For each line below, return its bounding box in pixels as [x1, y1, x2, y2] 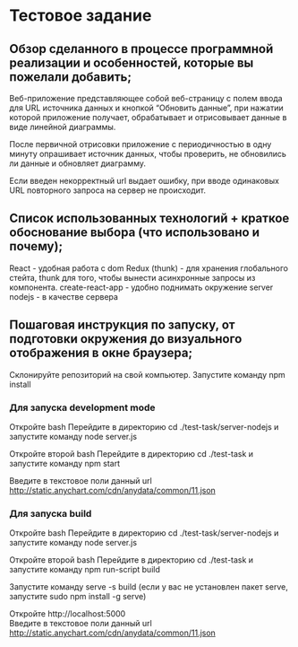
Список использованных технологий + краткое [9, 211, 290, 226]
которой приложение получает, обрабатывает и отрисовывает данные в [9, 112, 287, 122]
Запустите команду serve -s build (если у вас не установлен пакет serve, [9, 581, 288, 592]
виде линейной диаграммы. [9, 122, 116, 132]
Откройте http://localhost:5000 [9, 608, 126, 619]
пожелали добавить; [9, 69, 132, 84]
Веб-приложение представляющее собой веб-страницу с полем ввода [9, 93, 284, 103]
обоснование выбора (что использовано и [9, 225, 260, 240]
